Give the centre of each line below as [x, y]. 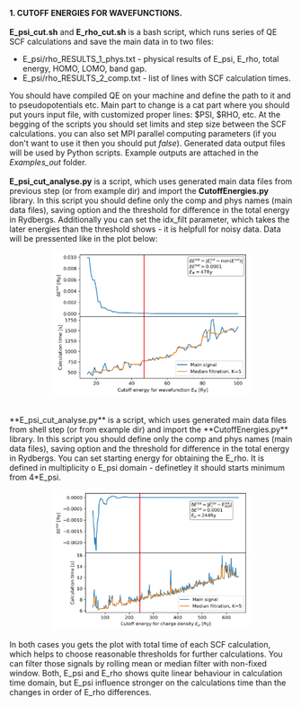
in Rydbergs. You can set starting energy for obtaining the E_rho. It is [137, 458]
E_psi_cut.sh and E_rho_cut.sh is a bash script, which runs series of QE [143, 32]
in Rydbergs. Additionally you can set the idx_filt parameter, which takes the [150, 220]
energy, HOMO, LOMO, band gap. [84, 68]
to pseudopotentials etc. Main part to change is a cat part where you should [150, 105]
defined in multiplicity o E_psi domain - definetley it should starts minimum [147, 468]
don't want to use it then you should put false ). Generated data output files [147, 143]
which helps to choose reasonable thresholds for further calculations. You [146, 654]
